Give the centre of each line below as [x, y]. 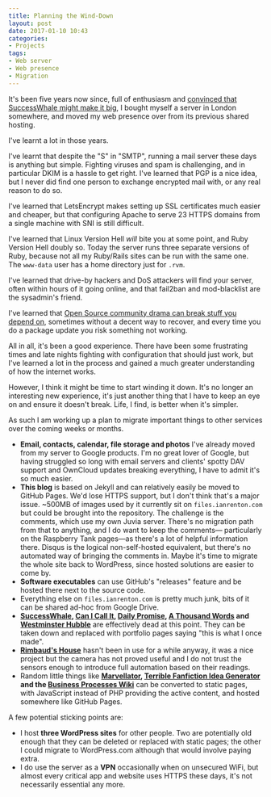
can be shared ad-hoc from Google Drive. [90, 607]
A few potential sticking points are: [66, 717]
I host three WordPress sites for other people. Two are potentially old [136, 732]
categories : [28, 38]
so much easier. [46, 478]
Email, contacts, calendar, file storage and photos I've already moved [138, 444]
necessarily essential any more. [73, 784]
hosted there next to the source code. [83, 589]
